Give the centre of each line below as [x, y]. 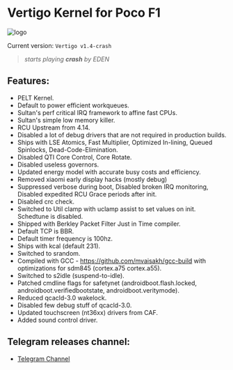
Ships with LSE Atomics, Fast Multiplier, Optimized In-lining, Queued [115, 142]
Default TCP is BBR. [46, 231]
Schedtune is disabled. [50, 216]
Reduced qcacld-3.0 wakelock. [62, 298]
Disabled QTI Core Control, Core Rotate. [74, 157]
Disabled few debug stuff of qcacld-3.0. [74, 305]
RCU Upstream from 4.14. [54, 128]
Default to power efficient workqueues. [73, 105]
